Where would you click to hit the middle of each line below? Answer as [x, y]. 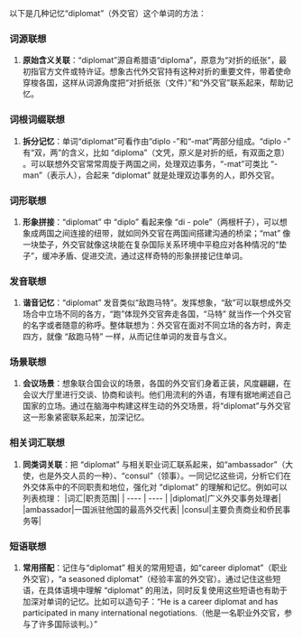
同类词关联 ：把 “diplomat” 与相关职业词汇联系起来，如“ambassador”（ [154, 464]
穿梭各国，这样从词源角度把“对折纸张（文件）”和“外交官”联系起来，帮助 [154, 83]
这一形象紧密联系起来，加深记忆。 [86, 417]
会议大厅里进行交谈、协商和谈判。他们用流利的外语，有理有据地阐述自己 [156, 394]
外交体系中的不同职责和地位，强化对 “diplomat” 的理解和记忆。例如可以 [155, 486]
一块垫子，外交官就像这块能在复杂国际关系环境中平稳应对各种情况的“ [151, 244]
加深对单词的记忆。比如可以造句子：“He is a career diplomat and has [150, 602]
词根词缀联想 [37, 120]
